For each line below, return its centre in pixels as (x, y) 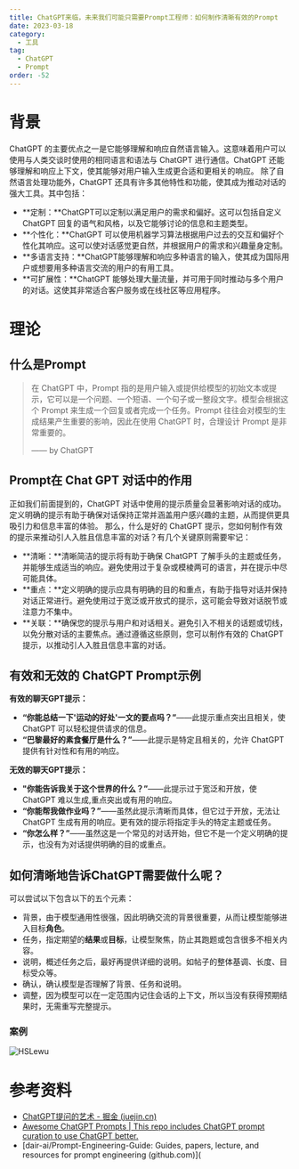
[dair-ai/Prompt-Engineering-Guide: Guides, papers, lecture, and (141, 1146)
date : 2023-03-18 (41, 26)
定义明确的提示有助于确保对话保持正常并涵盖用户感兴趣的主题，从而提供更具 (149, 515)
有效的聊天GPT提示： (48, 699)
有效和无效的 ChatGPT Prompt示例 (105, 675)
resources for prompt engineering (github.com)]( (112, 1155)
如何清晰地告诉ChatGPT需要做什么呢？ (117, 875)
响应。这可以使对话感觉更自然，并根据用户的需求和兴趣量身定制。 (166, 245)
